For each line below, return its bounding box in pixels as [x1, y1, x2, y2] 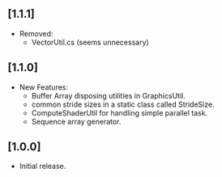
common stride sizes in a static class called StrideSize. [31, 99, 216, 109]
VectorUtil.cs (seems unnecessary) [31, 37, 149, 47]
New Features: [19, 82, 69, 92]
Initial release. [19, 162, 66, 171]
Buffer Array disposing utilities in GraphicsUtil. [31, 91, 186, 100]
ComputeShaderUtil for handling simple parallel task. [31, 107, 208, 117]
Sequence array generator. [31, 116, 122, 126]
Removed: [19, 28, 53, 38]
